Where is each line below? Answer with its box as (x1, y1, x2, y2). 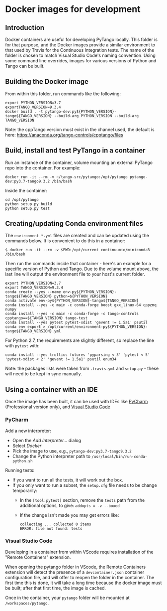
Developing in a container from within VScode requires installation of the (5, 549, 154, 555)
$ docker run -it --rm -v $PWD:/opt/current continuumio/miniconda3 (5, 248, 150, 253)
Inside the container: (5, 187, 47, 193)
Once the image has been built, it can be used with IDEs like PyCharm (5, 399, 148, 405)
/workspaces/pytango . (5, 600, 49, 606)
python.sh (12, 458, 33, 463)
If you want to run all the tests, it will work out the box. (12, 477, 123, 483)
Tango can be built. (5, 63, 45, 69)
